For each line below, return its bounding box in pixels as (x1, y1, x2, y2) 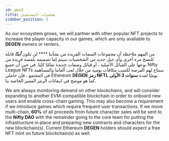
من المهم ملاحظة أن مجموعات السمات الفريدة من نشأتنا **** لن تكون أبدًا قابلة (5, 51, 155, 57)
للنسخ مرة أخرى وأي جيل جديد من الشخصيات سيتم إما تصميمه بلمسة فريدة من (5, 56, 154, 62)
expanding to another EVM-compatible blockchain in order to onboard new (5, 93, 161, 99)
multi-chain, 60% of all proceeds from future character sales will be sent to (5, 109, 162, 115)
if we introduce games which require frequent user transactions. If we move (5, 104, 163, 110)
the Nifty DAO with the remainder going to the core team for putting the (5, 114, 154, 120)
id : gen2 (5, 7, 24, 13)
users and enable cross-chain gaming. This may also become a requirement (5, 98, 163, 104)
